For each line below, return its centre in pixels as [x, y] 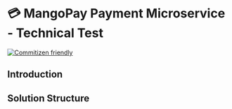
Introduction [35, 74]
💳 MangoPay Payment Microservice [116, 14]
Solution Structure [49, 98]
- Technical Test [56, 33]
